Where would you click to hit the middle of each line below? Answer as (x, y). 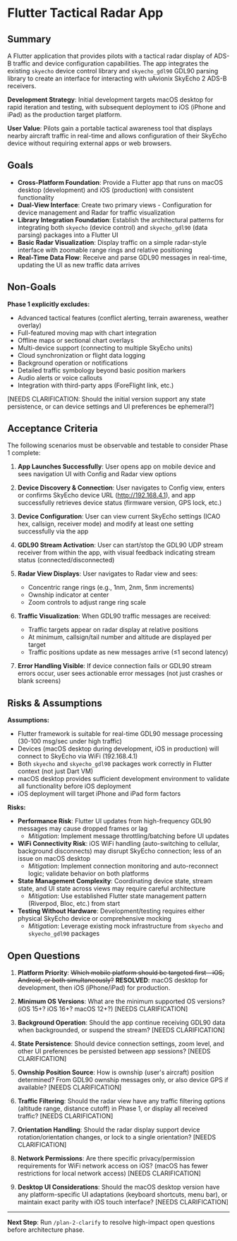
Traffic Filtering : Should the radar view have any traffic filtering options (121, 1101)
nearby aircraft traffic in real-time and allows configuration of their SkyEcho (117, 136)
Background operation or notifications (73, 363)
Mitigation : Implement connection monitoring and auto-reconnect (123, 866)
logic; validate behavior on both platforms (89, 873)
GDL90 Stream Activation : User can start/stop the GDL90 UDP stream (120, 545)
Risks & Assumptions (55, 703)
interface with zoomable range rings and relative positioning (105, 250)
